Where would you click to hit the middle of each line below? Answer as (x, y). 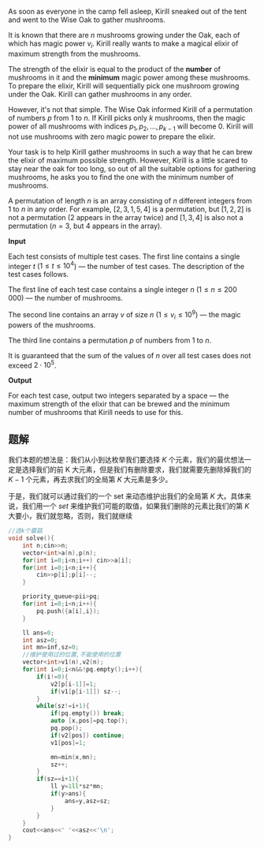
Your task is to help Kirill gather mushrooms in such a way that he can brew (130, 151)
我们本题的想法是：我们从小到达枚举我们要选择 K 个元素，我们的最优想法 (126, 460)
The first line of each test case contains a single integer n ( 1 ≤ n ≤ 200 (123, 290)
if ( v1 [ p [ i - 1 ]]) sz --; (86, 691)
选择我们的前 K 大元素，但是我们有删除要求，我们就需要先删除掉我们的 (137, 469)
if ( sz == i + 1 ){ (58, 779)
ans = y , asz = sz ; (87, 801)
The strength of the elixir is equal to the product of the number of (114, 69)
